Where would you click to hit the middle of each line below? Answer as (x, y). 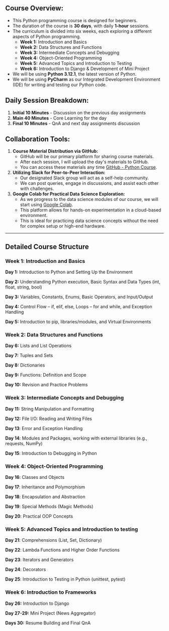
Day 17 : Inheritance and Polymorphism (45, 487)
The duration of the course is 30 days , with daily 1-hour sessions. (81, 26)
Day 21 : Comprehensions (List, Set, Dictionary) (54, 540)
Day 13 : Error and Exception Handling (44, 428)
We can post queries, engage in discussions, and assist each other (89, 183)
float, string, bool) (24, 287)
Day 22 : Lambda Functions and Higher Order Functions (62, 550)
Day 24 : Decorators (26, 570)
